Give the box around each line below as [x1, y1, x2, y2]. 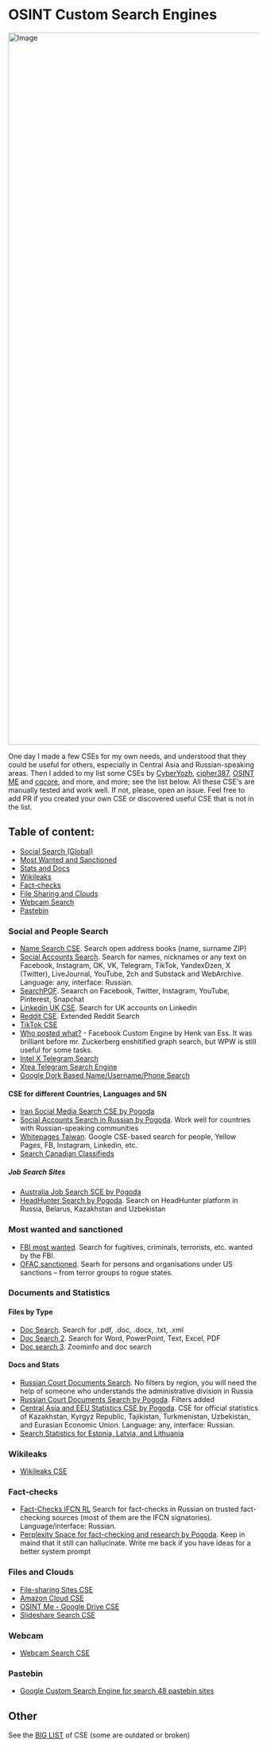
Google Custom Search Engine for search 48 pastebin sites [19, 1686, 215, 1696]
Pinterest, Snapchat [19, 994, 85, 1005]
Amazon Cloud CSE [19, 1593, 85, 1603]
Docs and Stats [8, 1360, 60, 1369]
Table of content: [8, 825, 95, 839]
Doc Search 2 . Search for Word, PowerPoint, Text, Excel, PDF [19, 1333, 221, 1343]
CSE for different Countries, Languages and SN [8, 1089, 167, 1099]
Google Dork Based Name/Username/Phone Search [19, 1071, 191, 1080]
